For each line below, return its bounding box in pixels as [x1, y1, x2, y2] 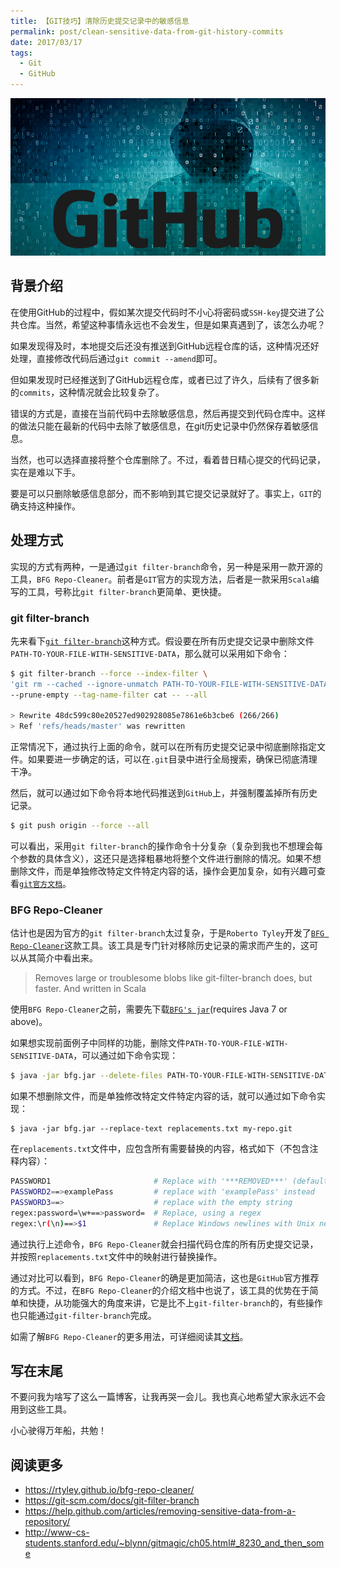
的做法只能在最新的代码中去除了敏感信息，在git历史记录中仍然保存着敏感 [10, 420, 310, 432]
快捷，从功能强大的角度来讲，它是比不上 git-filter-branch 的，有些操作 [27, 1296, 323, 1309]
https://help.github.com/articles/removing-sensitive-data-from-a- [24, 1505, 297, 1517]
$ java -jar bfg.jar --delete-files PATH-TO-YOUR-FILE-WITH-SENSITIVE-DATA [10, 1071, 333, 1081]
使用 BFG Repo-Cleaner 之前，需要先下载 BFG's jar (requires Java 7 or [10, 1003, 288, 1015]
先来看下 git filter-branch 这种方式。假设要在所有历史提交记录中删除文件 [10, 635, 315, 647]
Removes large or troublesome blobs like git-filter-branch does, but [34, 972, 313, 984]
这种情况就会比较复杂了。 [59, 386, 165, 398]
